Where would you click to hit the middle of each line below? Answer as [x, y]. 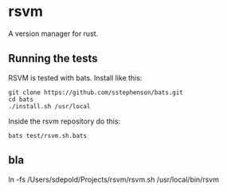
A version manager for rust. [53, 33]
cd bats [21, 99]
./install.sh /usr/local [49, 106]
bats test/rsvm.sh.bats [48, 135]
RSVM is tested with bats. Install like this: [75, 77]
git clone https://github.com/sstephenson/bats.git [96, 92]
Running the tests [53, 59]
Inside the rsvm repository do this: [65, 121]
